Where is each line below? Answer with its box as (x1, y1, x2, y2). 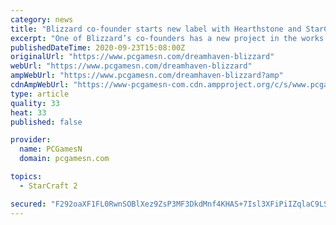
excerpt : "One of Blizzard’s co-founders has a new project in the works (10, 33, 325, 43)
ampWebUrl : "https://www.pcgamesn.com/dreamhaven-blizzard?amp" (10, 71, 284, 81)
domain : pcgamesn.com (19, 154, 110, 164)
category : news (10, 14, 74, 25)
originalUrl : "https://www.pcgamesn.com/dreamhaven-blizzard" (10, 52, 275, 62)
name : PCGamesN (19, 144, 83, 155)
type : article (10, 89, 70, 99)
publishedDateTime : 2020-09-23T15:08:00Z (10, 42, 186, 53)
